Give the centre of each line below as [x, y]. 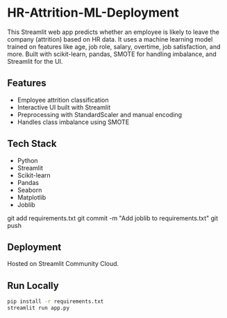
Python [27, 160]
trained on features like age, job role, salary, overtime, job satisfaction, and [114, 46]
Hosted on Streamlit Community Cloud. [63, 264]
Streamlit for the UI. [35, 61]
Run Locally [33, 285]
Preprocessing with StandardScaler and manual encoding [100, 114]
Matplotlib [32, 197]
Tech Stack [32, 144]
